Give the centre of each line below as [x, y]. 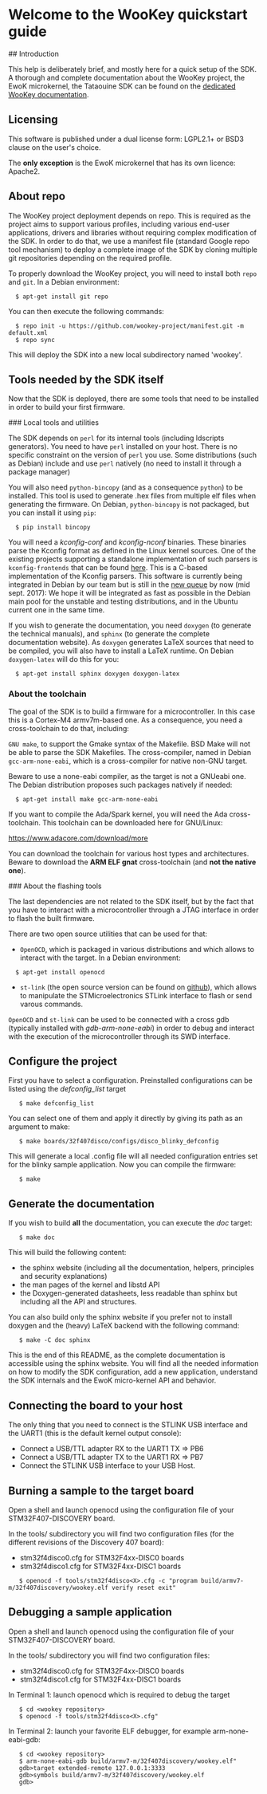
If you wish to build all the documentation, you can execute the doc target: [130, 1223]
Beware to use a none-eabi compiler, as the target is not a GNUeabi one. [127, 776]
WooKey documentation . [49, 94]
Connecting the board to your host [96, 1405]
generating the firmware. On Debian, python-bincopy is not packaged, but [129, 505]
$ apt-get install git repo [62, 297]
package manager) [39, 472]
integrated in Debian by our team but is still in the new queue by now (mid [129, 584]
